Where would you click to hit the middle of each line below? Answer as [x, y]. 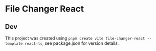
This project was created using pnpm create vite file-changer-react [75, 38]
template [14, 44]
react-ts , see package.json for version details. [72, 43]
